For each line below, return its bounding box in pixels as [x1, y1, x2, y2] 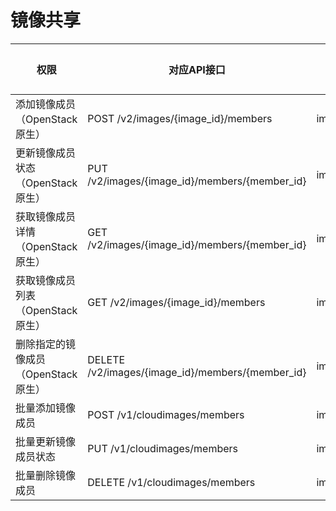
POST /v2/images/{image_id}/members [87, 111, 273, 125]
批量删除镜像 [15, 468, 77, 482]
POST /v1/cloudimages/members [87, 407, 245, 421]
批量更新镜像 [15, 434, 77, 448]
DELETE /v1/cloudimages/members [87, 475, 256, 489]
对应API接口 [168, 62, 226, 76]
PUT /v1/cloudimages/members [87, 441, 238, 455]
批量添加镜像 [15, 401, 77, 415]
